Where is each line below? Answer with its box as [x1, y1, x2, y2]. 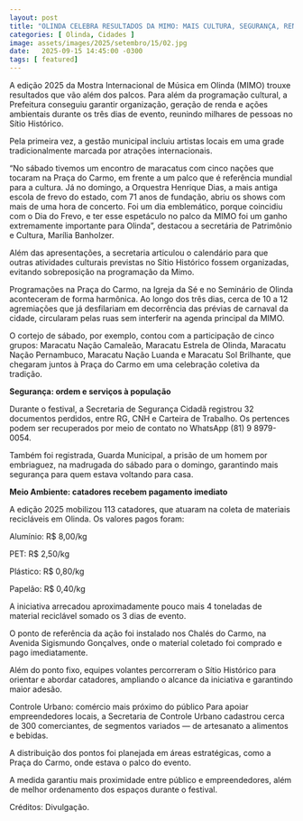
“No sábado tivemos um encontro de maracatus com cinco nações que [9, 163, 274, 173]
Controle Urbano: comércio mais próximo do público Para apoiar [9, 701, 249, 712]
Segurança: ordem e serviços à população [9, 386, 171, 397]
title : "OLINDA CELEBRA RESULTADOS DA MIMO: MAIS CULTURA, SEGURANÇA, [9, 22, 280, 31]
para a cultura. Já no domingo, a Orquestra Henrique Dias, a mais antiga [9, 182, 278, 192]
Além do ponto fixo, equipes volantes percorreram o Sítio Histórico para [9, 665, 277, 675]
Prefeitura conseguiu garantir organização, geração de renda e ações [9, 99, 269, 109]
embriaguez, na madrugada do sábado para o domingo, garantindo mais [9, 459, 279, 470]
